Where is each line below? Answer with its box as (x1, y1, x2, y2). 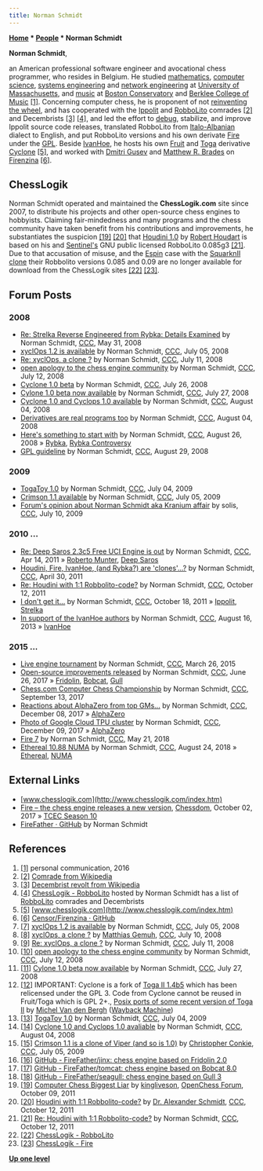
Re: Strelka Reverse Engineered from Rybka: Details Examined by (20, 330, 230, 339)
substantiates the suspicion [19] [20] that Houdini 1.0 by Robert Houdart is (9, 232, 247, 242)
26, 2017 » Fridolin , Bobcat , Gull (20, 676, 124, 686)
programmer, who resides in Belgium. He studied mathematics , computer (9, 71, 245, 81)
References (9, 842, 67, 856)
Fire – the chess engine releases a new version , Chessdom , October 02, (20, 803, 253, 812)
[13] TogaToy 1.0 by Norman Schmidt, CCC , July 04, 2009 (20, 1013, 207, 1023)
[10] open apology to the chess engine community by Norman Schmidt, (20, 946, 251, 956)
